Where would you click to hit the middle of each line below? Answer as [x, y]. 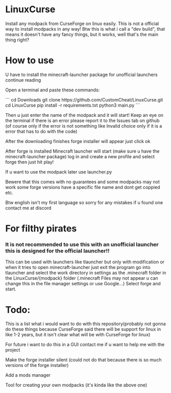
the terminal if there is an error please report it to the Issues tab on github [82, 120]
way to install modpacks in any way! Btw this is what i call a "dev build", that [85, 29]
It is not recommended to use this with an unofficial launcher [82, 244]
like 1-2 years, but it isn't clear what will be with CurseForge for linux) [78, 335]
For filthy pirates [41, 229]
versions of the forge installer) [37, 365]
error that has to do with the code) [41, 131]
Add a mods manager [28, 375]
